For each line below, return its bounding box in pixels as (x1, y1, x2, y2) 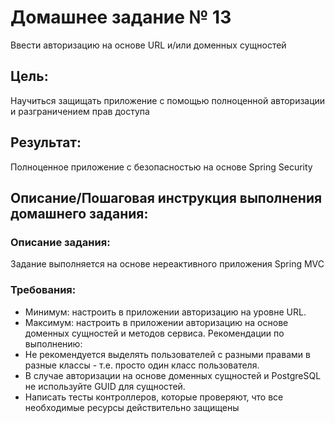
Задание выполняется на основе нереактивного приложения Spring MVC (10, 258, 325, 270)
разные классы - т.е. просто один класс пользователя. (24, 359, 260, 371)
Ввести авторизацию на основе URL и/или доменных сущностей (10, 39, 287, 51)
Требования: (10, 283, 77, 297)
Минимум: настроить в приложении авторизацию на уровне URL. (24, 306, 307, 318)
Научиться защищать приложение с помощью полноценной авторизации (10, 94, 326, 106)
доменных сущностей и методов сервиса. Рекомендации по (24, 327, 285, 339)
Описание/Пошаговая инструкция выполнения (10, 189, 323, 206)
